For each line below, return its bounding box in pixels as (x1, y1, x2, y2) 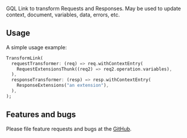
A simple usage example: (6, 43, 67, 51)
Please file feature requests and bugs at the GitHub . (6, 125, 132, 132)
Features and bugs (6, 110, 76, 120)
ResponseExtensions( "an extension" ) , (16, 82, 109, 89)
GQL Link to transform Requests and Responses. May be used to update (6, 5, 181, 12)
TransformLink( (6, 55, 44, 61)
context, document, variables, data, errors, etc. (6, 11, 120, 18)
